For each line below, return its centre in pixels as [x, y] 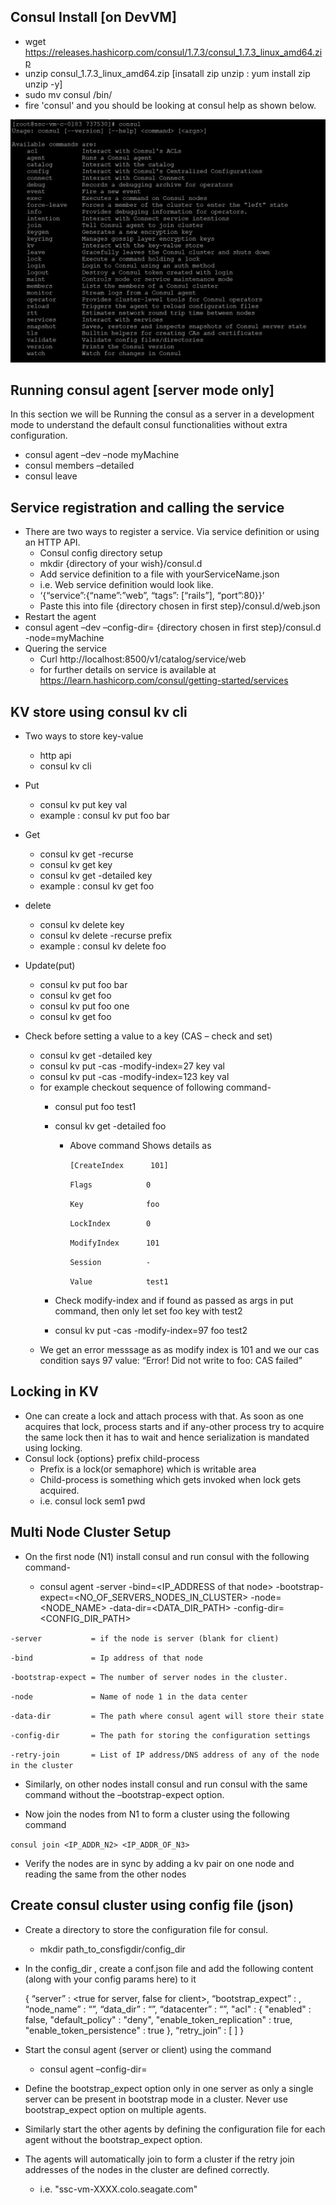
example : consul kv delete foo [103, 946]
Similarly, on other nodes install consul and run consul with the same [166, 1784]
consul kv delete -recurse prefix [106, 936]
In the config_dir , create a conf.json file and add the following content [169, 1968]
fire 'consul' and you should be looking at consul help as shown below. [170, 105]
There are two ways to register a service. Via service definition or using [172, 532]
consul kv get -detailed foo [110, 1126]
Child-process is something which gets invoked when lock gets [170, 1479]
